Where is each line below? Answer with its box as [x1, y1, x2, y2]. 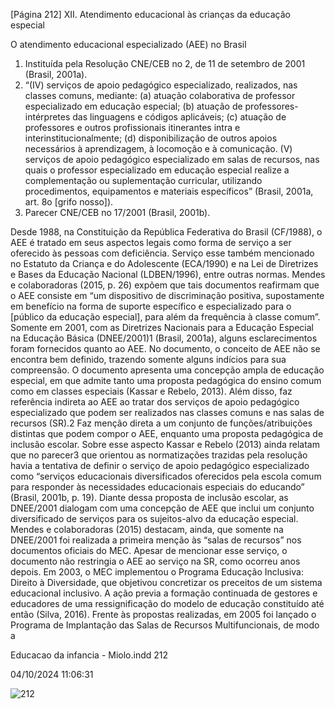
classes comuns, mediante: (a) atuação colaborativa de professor [24, 90, 296, 101]
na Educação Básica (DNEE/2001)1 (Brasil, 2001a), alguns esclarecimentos [10, 332, 318, 344]
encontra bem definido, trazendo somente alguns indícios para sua [10, 354, 287, 365]
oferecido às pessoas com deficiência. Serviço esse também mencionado [10, 247, 315, 259]
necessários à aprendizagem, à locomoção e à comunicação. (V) [24, 143, 293, 154]
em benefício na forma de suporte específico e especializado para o [10, 300, 292, 312]
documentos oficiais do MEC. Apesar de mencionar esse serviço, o [10, 545, 288, 556]
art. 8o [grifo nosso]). [24, 196, 114, 208]
